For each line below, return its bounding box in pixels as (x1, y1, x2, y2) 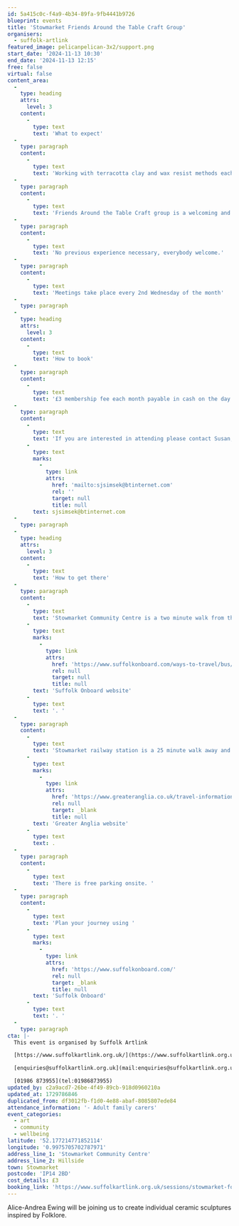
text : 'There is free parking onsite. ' (33, 879, 154, 887)
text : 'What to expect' (33, 130, 103, 137)
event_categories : (7, 1110, 62, 1118)
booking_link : (7, 1184, 50, 1191)
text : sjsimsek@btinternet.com (33, 508, 126, 515)
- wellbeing (14, 1130, 50, 1138)
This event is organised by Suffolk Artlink (14, 1039, 148, 1046)
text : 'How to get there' (33, 574, 110, 582)
